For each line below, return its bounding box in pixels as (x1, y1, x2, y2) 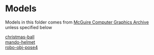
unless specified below (5, 24, 52, 30)
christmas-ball (5, 34, 35, 40)
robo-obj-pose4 (5, 44, 38, 50)
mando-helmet (5, 39, 36, 45)
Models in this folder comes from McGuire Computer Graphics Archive (5, 19, 149, 25)
